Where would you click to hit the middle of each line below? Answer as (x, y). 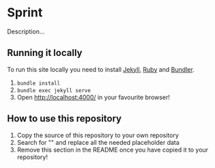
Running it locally (45, 53)
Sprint (25, 13)
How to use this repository (64, 118)
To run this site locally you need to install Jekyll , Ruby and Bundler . (101, 69)
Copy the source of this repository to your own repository (98, 135)
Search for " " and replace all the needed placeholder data (98, 142)
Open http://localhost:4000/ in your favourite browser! (94, 97)
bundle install (39, 83)
